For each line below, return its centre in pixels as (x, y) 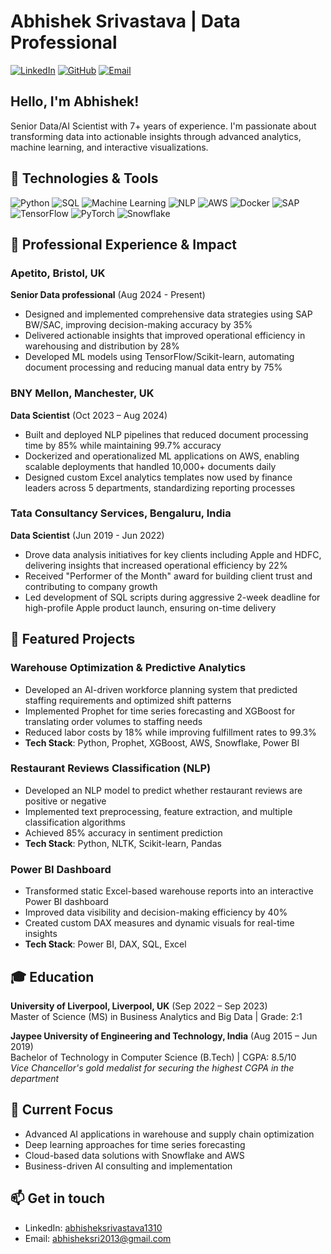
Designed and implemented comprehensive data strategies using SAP (168, 314)
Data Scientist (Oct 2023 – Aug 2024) (89, 415)
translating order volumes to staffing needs (113, 721)
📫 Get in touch (58, 1198)
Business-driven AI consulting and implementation (128, 1166)
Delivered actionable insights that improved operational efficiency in (165, 336)
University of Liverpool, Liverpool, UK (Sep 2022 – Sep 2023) (139, 1006)
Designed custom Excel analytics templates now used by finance (158, 477)
